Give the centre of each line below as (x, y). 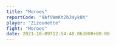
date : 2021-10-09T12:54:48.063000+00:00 (58, 34)
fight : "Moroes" (27, 28)
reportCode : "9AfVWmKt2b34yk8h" (47, 17)
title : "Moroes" (27, 12)
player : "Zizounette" (34, 23)
